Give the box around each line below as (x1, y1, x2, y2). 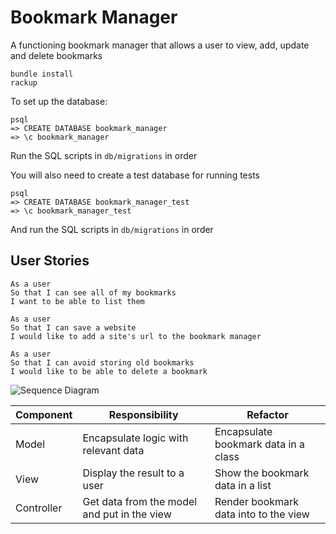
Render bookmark (214, 494, 300, 508)
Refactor (246, 407, 289, 421)
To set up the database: (10, 95, 108, 107)
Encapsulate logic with (82, 431, 189, 445)
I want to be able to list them (10, 296, 145, 306)
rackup (10, 77, 38, 88)
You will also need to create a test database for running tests (10, 169, 260, 181)
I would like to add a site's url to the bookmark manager (10, 331, 262, 341)
